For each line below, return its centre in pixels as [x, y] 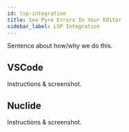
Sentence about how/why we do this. [60, 46]
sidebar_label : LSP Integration [53, 26]
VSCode [25, 67]
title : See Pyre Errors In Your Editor [64, 20]
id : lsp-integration [37, 13]
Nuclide [24, 106]
